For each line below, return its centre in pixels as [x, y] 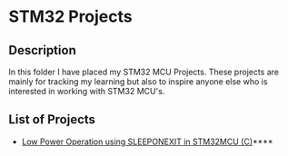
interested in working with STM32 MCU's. [87, 91]
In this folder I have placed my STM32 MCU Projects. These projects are [144, 72]
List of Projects [52, 120]
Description [42, 50]
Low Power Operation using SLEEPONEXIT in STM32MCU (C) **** [147, 141]
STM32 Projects [70, 17]
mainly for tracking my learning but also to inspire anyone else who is [138, 82]
